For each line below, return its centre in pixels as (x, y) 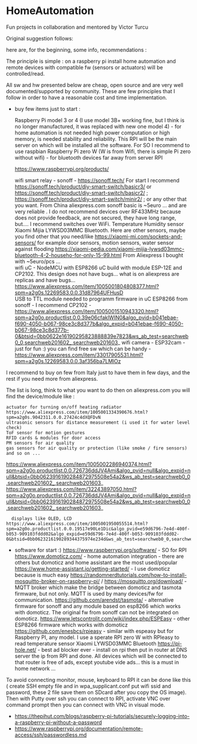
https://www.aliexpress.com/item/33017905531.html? (79, 355)
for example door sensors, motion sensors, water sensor (106, 242)
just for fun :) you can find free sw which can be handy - (83, 349)
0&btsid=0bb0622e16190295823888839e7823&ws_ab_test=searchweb (101, 336)
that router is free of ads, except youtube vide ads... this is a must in (97, 662)
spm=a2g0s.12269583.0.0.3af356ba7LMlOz (68, 361)
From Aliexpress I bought (153, 255)
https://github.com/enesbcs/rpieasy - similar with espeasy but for (94, 631)
